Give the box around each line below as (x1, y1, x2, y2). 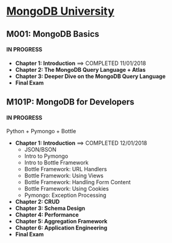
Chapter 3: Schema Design (15, 204, 86, 212)
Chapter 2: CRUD (15, 198, 60, 206)
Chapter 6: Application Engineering (15, 224, 108, 231)
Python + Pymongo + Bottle (6, 128, 77, 135)
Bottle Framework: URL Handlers (24, 166, 107, 173)
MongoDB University (6, 4, 114, 18)
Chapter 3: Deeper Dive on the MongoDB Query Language (15, 72, 166, 80)
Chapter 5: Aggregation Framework (15, 218, 108, 225)
